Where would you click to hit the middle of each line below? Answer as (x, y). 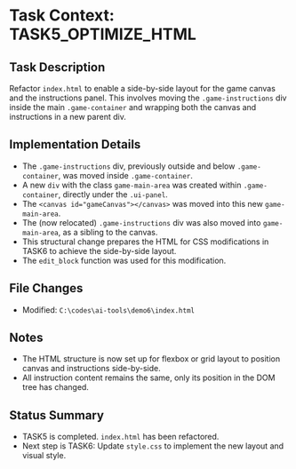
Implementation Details (75, 144)
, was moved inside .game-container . (126, 175)
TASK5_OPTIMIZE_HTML (103, 34)
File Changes (46, 288)
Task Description (57, 67)
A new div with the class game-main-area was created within (132, 185)
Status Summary (57, 415)
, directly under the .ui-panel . (113, 194)
